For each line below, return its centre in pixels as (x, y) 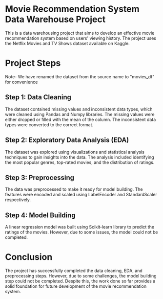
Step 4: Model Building (40, 215)
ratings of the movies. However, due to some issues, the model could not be (81, 232)
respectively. (18, 200)
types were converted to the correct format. (49, 125)
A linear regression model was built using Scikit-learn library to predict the (80, 227)
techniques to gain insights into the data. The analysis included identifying (80, 157)
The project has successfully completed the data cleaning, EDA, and (74, 271)
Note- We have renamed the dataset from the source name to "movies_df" (80, 76)
